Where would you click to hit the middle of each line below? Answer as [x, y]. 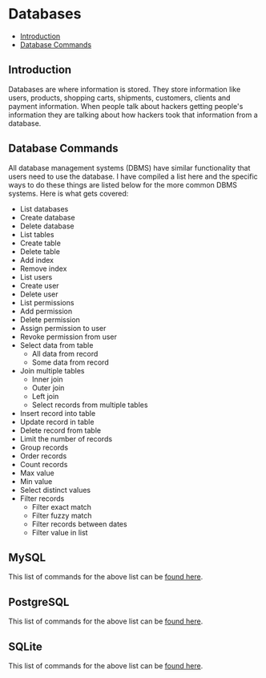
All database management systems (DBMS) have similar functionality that [129, 167]
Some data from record [71, 362]
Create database [47, 217]
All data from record [65, 353]
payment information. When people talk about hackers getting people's [126, 106]
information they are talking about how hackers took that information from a [133, 115]
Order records [43, 456]
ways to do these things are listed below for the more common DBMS [123, 184]
